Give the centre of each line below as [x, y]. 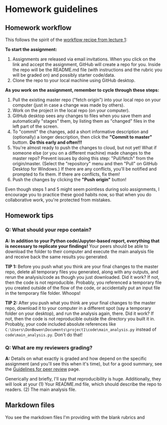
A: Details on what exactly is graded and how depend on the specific [76, 358]
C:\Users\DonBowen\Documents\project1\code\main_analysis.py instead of [81, 329]
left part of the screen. [35, 126]
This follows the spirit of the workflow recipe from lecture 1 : [66, 40]
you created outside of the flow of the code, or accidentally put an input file [83, 288]
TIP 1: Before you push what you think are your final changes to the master [82, 266]
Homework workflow [38, 28]
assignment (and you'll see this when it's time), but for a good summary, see [84, 363]
